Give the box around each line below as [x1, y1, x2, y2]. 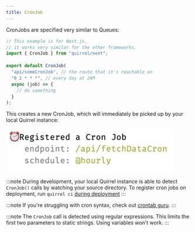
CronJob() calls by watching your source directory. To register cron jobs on [6, 184, 186, 191]
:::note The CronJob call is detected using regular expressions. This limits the [6, 213, 190, 220]
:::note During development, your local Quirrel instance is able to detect [6, 178, 178, 185]
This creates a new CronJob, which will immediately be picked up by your [6, 110, 184, 117]
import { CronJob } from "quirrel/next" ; [6, 50, 109, 57]
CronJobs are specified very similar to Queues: [6, 26, 120, 33]
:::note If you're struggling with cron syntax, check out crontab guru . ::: [6, 202, 176, 209]
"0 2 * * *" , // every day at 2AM [11, 75, 95, 81]
